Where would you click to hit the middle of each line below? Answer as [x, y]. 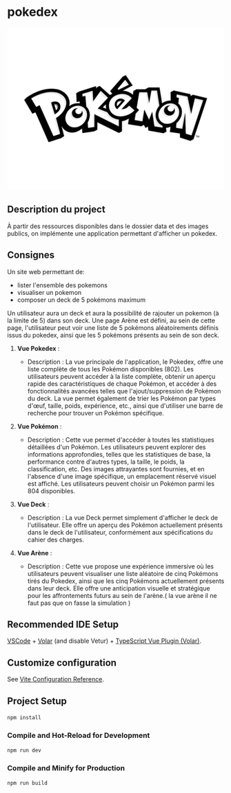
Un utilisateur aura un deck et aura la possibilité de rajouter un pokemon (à [113, 313]
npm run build [28, 783]
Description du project [56, 210]
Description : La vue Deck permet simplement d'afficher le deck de [123, 517]
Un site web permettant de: [46, 271]
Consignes [31, 255]
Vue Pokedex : [38, 348]
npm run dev [24, 751]
